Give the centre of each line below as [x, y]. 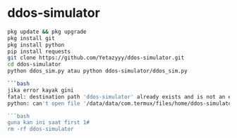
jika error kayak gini [41, 90]
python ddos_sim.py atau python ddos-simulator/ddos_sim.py [98, 71]
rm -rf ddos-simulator [41, 129]
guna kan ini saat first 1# [49, 123]
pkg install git [31, 38]
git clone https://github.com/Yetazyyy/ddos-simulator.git [96, 58]
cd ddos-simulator [34, 65]
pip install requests [39, 51]
